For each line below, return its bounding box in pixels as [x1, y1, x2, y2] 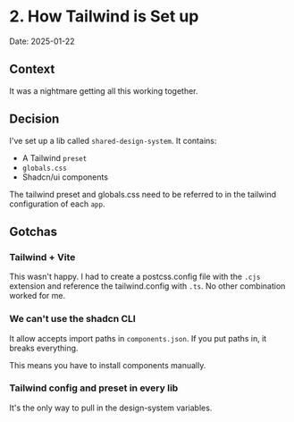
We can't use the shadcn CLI [9, 313, 136, 325]
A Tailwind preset [21, 152, 88, 163]
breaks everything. [9, 342, 79, 353]
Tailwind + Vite [9, 250, 76, 263]
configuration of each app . [9, 198, 105, 209]
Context [9, 62, 55, 77]
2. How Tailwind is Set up [9, 6, 199, 27]
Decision [9, 112, 60, 127]
